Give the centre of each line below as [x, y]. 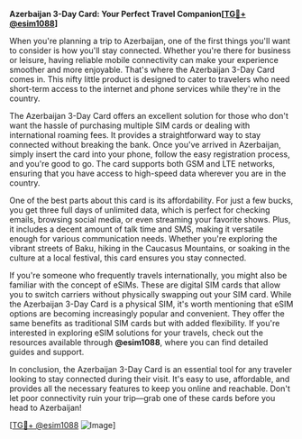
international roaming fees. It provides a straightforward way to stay [135, 135]
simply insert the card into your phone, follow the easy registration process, [150, 154]
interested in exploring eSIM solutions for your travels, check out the [137, 333]
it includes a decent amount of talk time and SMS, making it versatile [137, 229]
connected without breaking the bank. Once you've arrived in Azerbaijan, [145, 145]
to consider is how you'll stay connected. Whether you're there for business [150, 50]
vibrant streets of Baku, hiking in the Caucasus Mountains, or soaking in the [150, 248]
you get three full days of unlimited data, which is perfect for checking [140, 210]
